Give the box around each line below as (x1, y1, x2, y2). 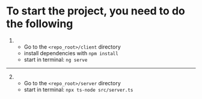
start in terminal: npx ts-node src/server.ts (23, 86, 133, 93)
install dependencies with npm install (23, 49, 118, 56)
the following (6, 17, 73, 31)
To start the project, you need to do (6, 4, 185, 18)
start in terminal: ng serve (23, 56, 88, 63)
